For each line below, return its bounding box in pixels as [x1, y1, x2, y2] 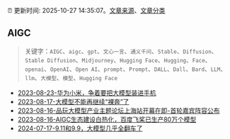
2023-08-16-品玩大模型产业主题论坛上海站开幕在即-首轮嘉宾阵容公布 [17, 106, 220, 115]
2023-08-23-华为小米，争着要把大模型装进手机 [17, 88, 156, 97]
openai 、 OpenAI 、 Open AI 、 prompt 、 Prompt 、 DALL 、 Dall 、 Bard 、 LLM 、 [24, 65, 227, 73]
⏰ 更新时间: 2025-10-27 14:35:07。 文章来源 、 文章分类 [7, 6, 166, 14]
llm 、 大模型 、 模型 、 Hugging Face [24, 73, 118, 82]
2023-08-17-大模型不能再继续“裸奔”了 [17, 97, 130, 106]
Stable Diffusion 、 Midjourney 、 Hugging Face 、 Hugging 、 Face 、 [24, 55, 212, 64]
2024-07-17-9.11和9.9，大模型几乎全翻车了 [17, 123, 143, 133]
